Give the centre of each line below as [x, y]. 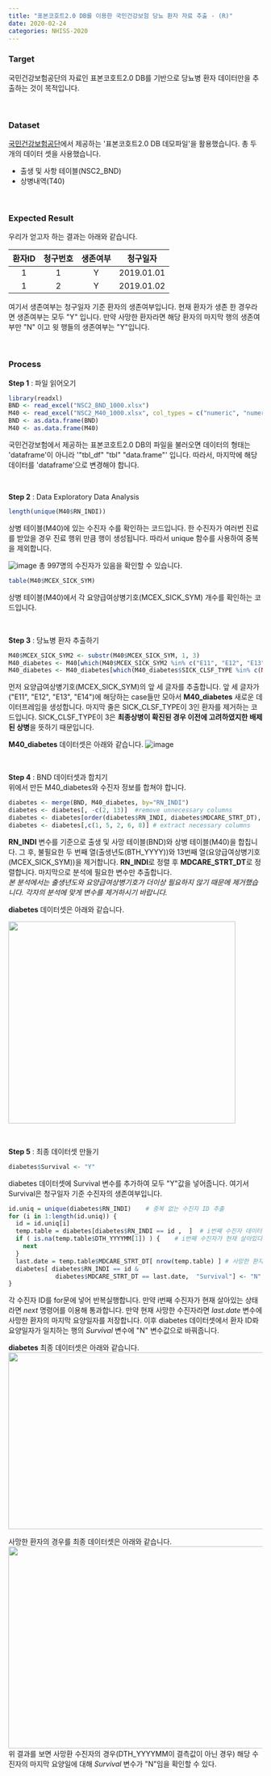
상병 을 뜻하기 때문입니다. [55, 728]
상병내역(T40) [42, 181]
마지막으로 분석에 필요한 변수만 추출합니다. [105, 872]
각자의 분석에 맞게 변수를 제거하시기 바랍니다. [96, 892]
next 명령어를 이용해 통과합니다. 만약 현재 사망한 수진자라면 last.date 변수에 [143, 1310]
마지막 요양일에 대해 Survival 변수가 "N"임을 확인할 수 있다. [123, 1764]
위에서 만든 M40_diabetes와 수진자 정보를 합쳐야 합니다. [98, 787]
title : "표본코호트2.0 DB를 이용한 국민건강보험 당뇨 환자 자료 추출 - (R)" [121, 16]
